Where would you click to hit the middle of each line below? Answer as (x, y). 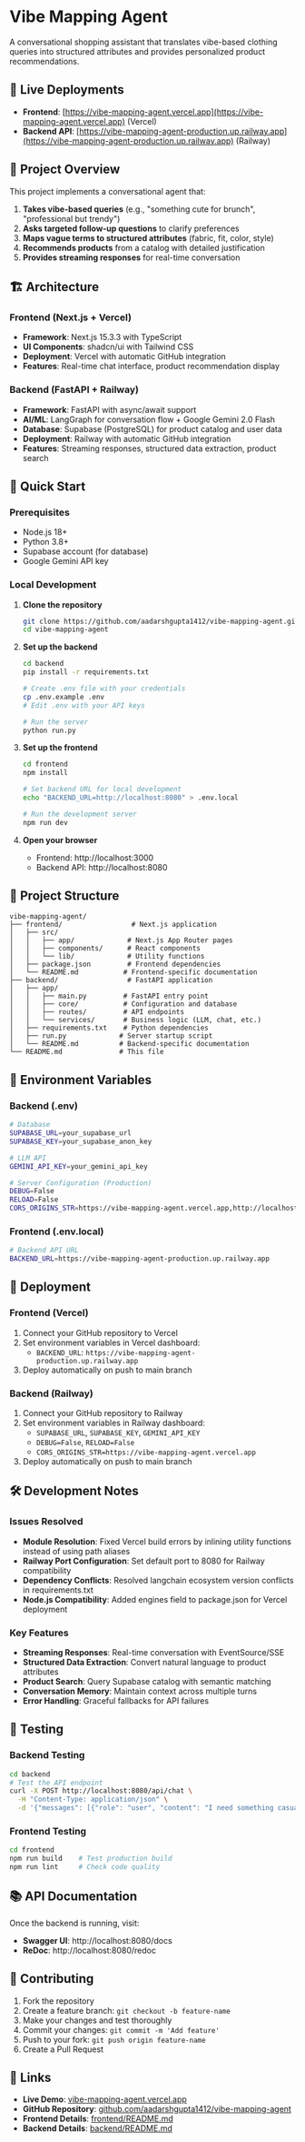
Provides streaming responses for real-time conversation (131, 257)
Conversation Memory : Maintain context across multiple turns (139, 1691)
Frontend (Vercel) (49, 1313)
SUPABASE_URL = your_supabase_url (70, 1133)
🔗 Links (30, 2078)
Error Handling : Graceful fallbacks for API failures (116, 1701)
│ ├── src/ (34, 933)
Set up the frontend (60, 748)
